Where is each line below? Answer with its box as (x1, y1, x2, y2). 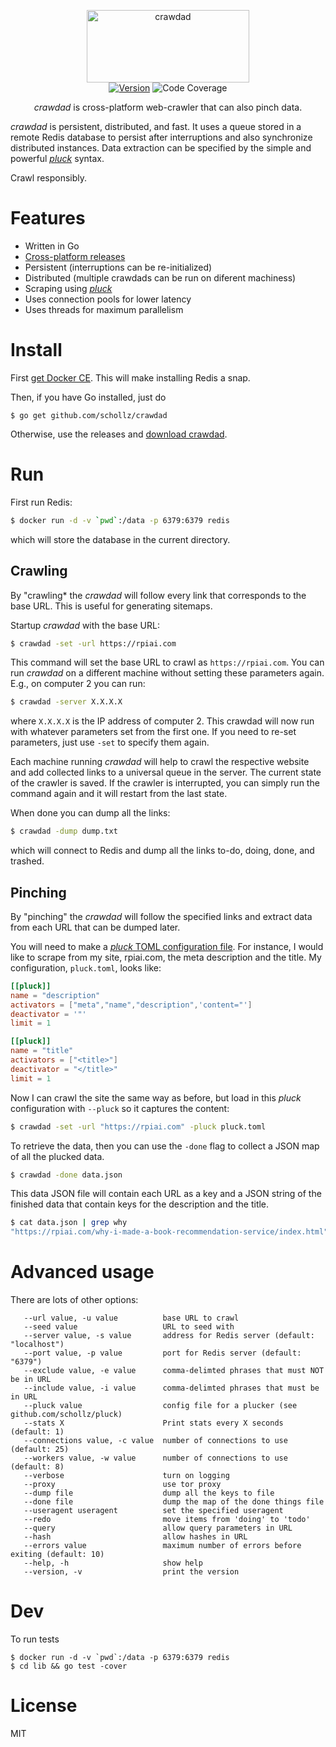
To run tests (10, 1633, 60, 1645)
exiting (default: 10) (10, 1550, 105, 1560)
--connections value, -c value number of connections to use (23, 1436, 288, 1446)
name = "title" (10, 1046, 74, 1056)
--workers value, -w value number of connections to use (23, 1453, 288, 1464)
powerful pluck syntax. (10, 153, 105, 164)
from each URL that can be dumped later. (10, 921, 181, 933)
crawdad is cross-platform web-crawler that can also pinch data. (33, 101, 303, 113)
